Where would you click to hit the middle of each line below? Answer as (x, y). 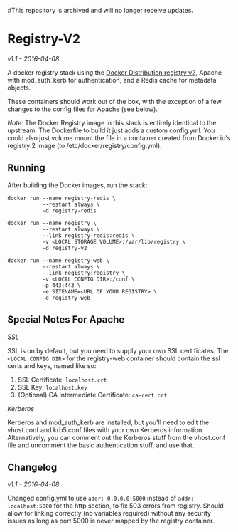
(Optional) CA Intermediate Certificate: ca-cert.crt (92, 395)
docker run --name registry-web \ (59, 260)
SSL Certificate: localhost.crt (62, 380)
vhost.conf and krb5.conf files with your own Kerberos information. (106, 429)
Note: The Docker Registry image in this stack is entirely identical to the (112, 122)
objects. (19, 88)
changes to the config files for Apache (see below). (83, 109)
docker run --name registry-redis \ (61, 198)
